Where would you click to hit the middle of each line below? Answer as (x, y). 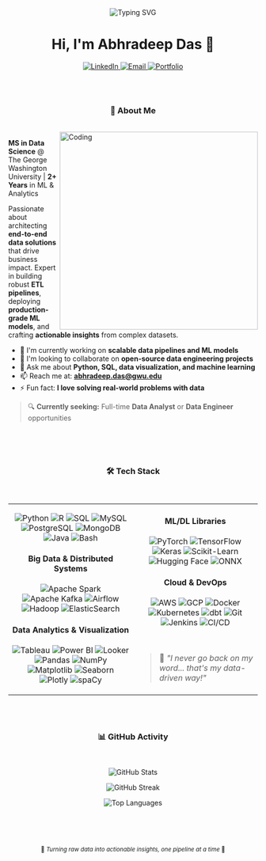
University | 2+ (32, 176)
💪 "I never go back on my (206, 658)
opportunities (49, 418)
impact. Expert (32, 267)
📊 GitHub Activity (133, 737)
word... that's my (190, 668)
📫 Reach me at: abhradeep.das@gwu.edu (91, 376)
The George (28, 160)
